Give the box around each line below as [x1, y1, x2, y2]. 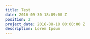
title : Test [5, 7, 31, 13]
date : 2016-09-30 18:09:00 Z [5, 12, 67, 17]
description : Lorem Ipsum [5, 26, 60, 31]
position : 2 [5, 17, 31, 22]
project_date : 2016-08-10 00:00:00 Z [5, 21, 85, 27]
